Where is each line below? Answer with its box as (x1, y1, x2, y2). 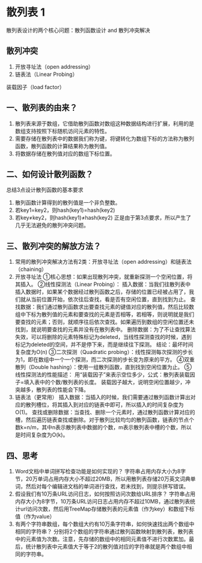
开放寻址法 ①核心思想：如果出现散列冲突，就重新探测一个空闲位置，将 (14, 273, 193, 281)
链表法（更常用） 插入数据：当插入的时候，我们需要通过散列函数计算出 (14, 394, 191, 401)
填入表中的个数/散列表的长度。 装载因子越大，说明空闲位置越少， (23, 379, 186, 386)
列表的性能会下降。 (41, 386, 89, 393)
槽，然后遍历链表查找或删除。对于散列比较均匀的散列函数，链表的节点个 (14, 416, 194, 423)
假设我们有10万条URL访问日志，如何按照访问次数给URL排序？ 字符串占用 (14, 490, 195, 497)
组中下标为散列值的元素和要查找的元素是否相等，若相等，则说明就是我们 (14, 311, 194, 318)
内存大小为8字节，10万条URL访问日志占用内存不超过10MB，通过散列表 (14, 498, 191, 505)
